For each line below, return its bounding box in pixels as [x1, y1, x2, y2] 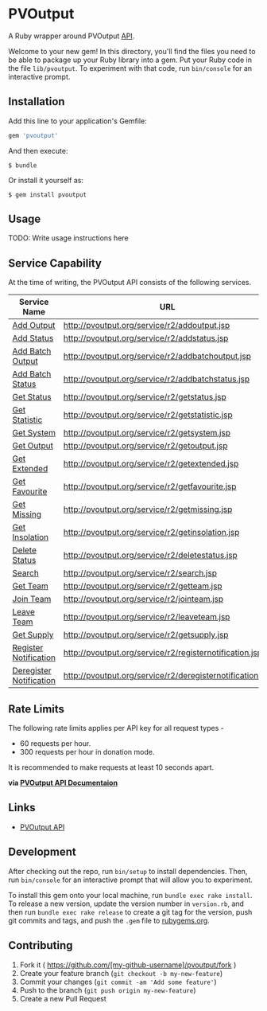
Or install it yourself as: [8, 175, 83, 185]
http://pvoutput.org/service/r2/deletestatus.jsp [63, 550, 238, 561]
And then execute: [8, 146, 68, 155]
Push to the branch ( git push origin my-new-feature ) [19, 985, 196, 995]
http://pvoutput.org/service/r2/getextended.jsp [63, 459, 239, 470]
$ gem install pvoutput [8, 190, 87, 199]
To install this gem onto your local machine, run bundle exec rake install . [8, 890, 253, 900]
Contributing [8, 939, 73, 952]
